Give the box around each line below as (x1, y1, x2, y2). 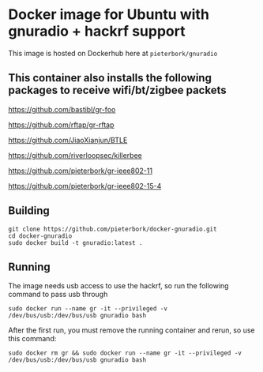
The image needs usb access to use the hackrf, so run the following (8, 281, 229, 291)
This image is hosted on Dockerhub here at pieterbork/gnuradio (8, 48, 218, 58)
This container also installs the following (8, 71, 212, 85)
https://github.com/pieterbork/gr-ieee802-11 (8, 166, 152, 175)
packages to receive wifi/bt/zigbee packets (8, 84, 227, 97)
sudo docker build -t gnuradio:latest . (8, 239, 144, 246)
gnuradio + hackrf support (8, 22, 186, 40)
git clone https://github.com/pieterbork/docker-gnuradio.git (8, 225, 217, 233)
